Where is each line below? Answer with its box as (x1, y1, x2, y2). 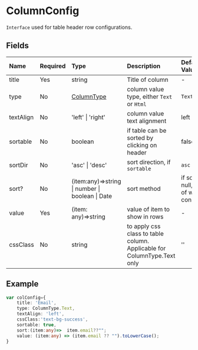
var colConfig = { (6, 295, 46, 301)
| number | (71, 184, 100, 193)
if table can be (127, 126, 167, 134)
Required (39, 62, 66, 70)
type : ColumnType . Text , (16, 305, 75, 312)
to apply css (127, 222, 161, 230)
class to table (127, 229, 164, 237)
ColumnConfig (6, 4, 80, 18)
